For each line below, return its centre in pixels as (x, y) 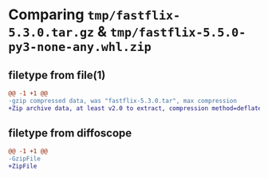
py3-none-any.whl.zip (80, 47)
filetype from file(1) (57, 75)
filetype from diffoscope (70, 133)
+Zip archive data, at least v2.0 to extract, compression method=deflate (135, 108)
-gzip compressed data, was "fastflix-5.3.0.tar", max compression (123, 101)
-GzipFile (25, 159)
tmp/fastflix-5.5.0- (178, 33)
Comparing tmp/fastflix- (95, 15)
